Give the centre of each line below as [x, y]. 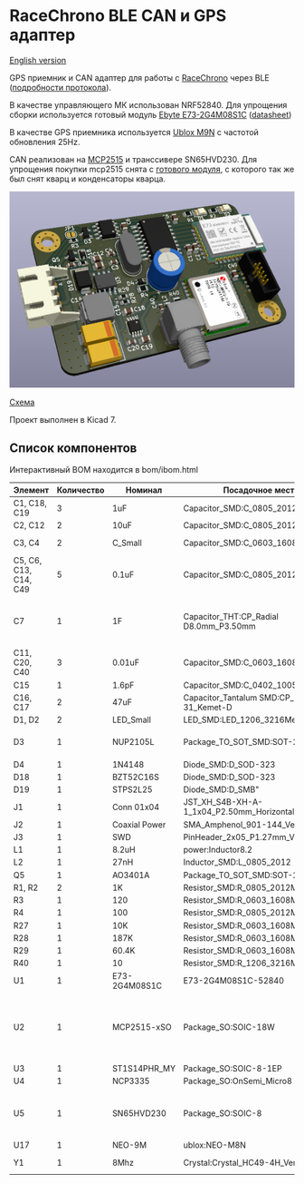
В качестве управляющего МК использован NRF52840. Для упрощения [148, 104]
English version [38, 60]
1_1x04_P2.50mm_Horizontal [239, 812]
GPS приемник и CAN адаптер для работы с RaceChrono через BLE [139, 77]
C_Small [127, 543]
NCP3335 [131, 1081]
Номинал [144, 490]
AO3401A [131, 875]
